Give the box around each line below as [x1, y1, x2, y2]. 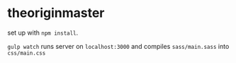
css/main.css [7, 50, 46, 57]
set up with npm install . [7, 28, 79, 37]
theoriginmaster [7, 5, 105, 21]
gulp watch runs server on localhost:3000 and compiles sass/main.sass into [7, 42, 230, 50]
